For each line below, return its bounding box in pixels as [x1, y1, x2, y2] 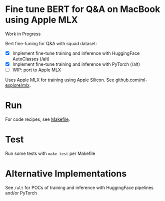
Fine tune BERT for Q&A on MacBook [5, 4, 160, 15]
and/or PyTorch [5, 189, 37, 196]
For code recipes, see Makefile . [5, 116, 70, 122]
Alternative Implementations [5, 168, 127, 179]
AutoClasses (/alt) [12, 56, 50, 62]
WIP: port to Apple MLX [12, 67, 61, 73]
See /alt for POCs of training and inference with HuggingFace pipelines [5, 184, 154, 190]
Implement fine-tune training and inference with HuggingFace [12, 50, 140, 56]
